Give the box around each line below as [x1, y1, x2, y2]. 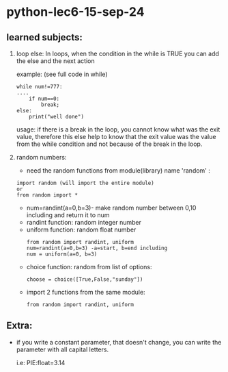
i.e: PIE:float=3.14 [16, 358, 66, 367]
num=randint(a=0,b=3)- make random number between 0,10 [26, 203, 197, 212]
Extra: [6, 320, 33, 332]
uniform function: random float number [26, 225, 137, 234]
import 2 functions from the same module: [26, 288, 145, 296]
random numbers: [16, 153, 67, 161]
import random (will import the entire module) [16, 179, 154, 186]
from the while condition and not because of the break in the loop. [16, 140, 203, 148]
